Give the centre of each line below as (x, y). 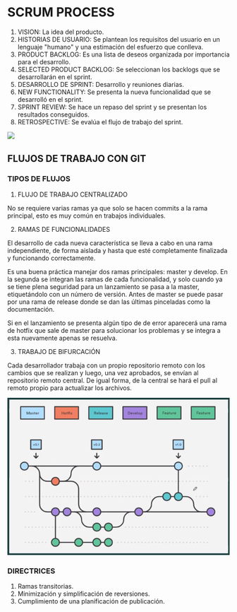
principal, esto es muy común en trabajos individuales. (86, 216)
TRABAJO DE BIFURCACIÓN (59, 351)
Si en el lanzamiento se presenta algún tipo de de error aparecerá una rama (117, 323)
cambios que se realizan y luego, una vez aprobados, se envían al (103, 372)
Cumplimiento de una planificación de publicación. (91, 601)
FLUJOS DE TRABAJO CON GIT (77, 159)
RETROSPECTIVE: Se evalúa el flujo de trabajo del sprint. (100, 122)
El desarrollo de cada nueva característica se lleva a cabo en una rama (110, 243)
